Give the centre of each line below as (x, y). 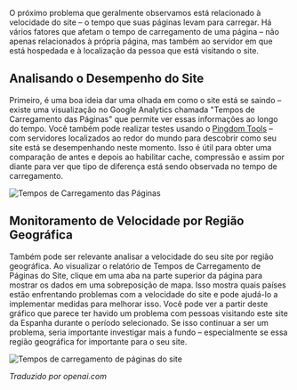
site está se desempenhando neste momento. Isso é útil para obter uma (140, 147)
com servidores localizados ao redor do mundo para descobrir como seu (143, 138)
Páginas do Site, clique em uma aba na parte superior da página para (136, 275)
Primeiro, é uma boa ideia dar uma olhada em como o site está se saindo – (145, 100)
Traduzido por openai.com (58, 376)
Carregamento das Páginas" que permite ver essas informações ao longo (144, 118)
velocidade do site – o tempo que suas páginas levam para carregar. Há (140, 22)
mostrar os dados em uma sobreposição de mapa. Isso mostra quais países (148, 285)
